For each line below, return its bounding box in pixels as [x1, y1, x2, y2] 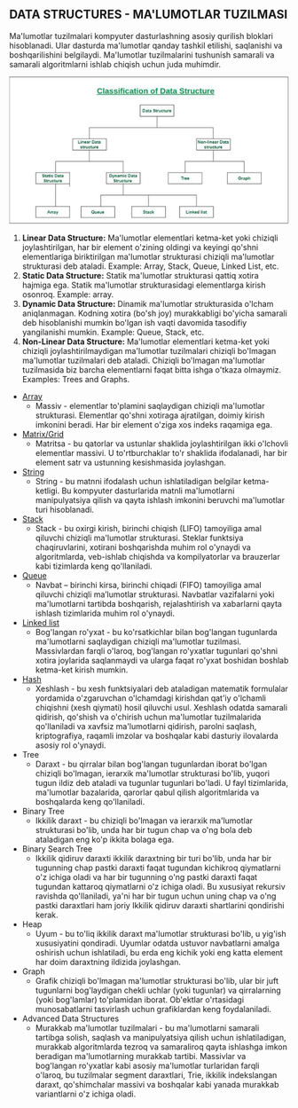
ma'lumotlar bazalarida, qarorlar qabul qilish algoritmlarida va [35, 787, 260, 798]
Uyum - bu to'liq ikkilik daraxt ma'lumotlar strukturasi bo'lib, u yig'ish [35, 928, 286, 939]
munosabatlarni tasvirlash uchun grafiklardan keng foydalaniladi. [35, 1003, 272, 1014]
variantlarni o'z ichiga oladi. [35, 1088, 137, 1099]
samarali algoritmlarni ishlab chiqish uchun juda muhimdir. [9, 59, 222, 69]
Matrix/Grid [21, 428, 65, 439]
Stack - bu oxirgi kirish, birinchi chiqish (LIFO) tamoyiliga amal [35, 523, 262, 533]
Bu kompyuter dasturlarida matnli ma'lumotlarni [61, 485, 235, 496]
